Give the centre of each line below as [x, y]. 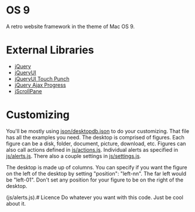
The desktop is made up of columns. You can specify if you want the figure [97, 167]
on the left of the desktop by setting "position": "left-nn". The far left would [96, 173]
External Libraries [50, 50]
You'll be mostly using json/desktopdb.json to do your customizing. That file [97, 131]
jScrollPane [28, 91]
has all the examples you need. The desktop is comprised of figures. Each [95, 137]
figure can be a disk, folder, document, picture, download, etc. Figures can [96, 143]
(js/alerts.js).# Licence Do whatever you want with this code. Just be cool [95, 197]
